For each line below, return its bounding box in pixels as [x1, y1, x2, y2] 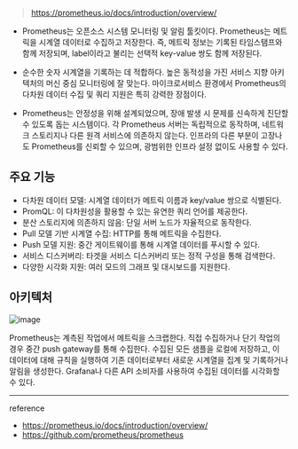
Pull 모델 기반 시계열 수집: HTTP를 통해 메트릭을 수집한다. [21, 228, 222, 239]
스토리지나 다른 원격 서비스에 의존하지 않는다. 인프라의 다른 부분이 [31, 130, 259, 140]
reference [9, 403, 45, 414]
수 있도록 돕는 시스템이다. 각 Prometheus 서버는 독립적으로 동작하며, [21, 119, 260, 130]
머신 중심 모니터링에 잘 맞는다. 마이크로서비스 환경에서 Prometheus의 [45, 78, 286, 88]
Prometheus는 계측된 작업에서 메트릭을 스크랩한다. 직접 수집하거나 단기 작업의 [9, 332, 281, 343]
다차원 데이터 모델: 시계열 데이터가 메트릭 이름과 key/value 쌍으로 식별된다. [21, 194, 282, 205]
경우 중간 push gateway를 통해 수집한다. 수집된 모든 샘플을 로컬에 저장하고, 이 [9, 343, 280, 354]
